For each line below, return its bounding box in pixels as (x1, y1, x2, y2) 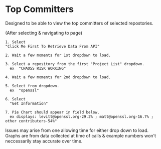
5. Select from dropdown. (5, 83, 59, 88)
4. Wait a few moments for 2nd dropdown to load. (5, 74, 111, 80)
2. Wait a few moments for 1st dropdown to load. (5, 53, 111, 58)
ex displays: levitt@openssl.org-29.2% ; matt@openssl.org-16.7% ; (10, 114, 154, 119)
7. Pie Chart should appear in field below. (5, 109, 100, 115)
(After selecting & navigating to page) (5, 30, 83, 36)
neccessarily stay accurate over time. (5, 138, 83, 144)
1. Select (5, 39, 26, 45)
